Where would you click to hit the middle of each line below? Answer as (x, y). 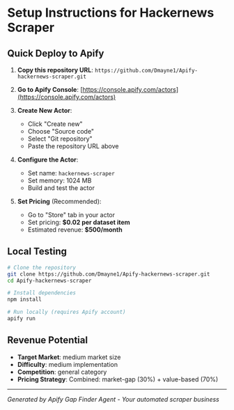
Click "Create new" (55, 124)
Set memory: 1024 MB (60, 180)
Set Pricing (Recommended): (59, 201)
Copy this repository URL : (55, 70)
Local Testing (37, 252)
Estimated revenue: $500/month (75, 230)
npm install (24, 300)
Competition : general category (62, 372)
